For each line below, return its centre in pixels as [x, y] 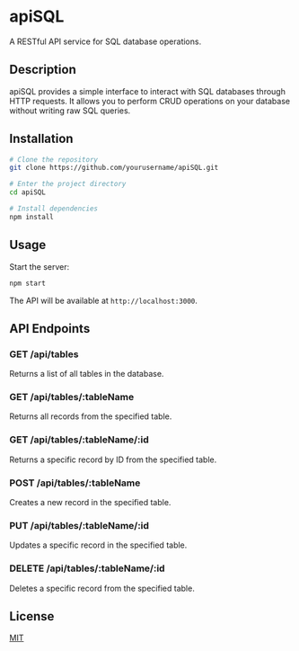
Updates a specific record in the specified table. [98, 545]
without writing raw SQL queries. [70, 111]
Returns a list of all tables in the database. [87, 374]
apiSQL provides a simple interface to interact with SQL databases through [147, 91]
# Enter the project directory [68, 184]
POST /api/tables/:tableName [75, 483]
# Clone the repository [54, 159]
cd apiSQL [28, 192]
